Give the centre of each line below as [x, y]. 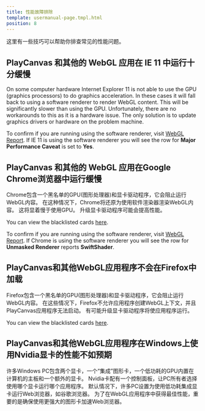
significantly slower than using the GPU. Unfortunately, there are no [91, 109]
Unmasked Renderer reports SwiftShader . [60, 247]
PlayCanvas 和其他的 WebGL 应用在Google [89, 167]
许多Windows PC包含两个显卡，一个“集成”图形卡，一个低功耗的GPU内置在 [100, 371]
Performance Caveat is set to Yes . [50, 147]
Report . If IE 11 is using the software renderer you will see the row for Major [101, 140]
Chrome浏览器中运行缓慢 [54, 179]
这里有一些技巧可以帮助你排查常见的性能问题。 [65, 42]
